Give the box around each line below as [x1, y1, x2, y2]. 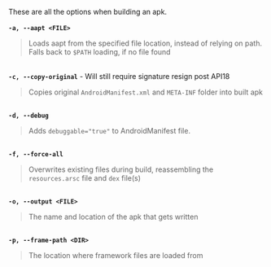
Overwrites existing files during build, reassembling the [28, 164, 214, 174]
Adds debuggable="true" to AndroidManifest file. [28, 126, 191, 135]
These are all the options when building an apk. [8, 7, 168, 16]
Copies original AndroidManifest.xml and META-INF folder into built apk [28, 87, 263, 97]
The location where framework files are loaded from [28, 251, 203, 260]
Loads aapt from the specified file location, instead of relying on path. [28, 38, 263, 48]
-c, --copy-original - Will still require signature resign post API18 [8, 72, 230, 81]
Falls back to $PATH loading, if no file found [28, 47, 171, 56]
